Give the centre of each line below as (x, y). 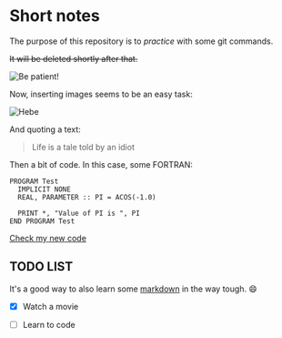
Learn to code (49, 324)
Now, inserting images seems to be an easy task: (101, 94)
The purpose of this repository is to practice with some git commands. (141, 41)
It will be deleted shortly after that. (74, 58)
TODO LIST (41, 266)
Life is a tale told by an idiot (83, 147)
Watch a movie (50, 306)
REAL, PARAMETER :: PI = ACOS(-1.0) (87, 197)
